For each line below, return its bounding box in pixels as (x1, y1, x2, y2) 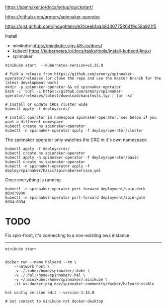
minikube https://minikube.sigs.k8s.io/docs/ (12, 43, 103, 49)
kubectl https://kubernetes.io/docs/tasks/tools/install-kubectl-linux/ (12, 48, 152, 54)
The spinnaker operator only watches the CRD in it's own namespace (5, 137, 147, 143)
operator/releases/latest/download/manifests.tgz (5, 93, 110, 98)
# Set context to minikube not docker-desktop (5, 299, 103, 304)
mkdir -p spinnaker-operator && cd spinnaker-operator (5, 84, 121, 89)
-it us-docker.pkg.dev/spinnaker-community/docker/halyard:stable (14, 281, 155, 286)
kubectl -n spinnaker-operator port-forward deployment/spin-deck (5, 186, 146, 191)
